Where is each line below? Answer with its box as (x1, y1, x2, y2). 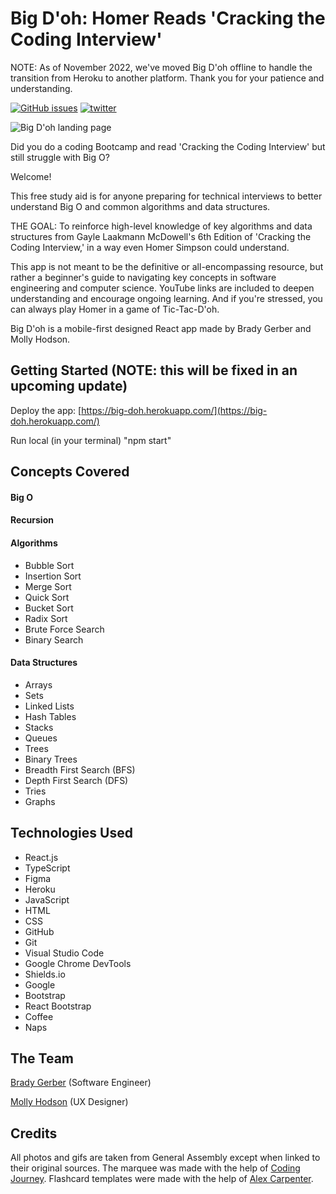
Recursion (10, 514, 54, 526)
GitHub (24, 925, 55, 937)
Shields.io (24, 968, 66, 980)
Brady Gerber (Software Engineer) (10, 1077, 152, 1089)
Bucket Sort (24, 602, 74, 614)
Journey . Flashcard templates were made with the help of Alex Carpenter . (10, 1173, 314, 1185)
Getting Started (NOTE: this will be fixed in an (10, 362, 298, 379)
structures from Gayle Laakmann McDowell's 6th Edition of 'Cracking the (10, 230, 312, 242)
